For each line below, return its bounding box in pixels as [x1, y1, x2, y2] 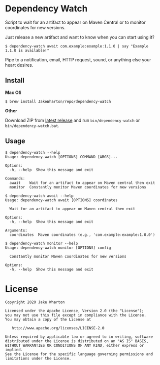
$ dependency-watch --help [5, 150, 61, 155]
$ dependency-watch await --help [5, 193, 74, 198]
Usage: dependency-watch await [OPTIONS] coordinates [5, 197, 118, 203]
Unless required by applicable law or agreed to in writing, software [5, 334, 153, 339]
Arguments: [5, 228, 28, 233]
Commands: [5, 176, 26, 181]
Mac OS [5, 90, 22, 95]
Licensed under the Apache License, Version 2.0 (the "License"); [5, 308, 144, 313]
